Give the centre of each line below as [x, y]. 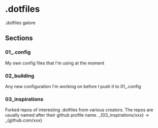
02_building [20, 76]
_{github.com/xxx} [24, 120]
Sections [19, 38]
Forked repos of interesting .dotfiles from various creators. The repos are [79, 110]
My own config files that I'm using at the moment [55, 63]
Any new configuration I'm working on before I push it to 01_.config [73, 86]
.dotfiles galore [20, 23]
